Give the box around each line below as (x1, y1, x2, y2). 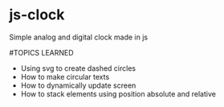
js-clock (9, 6, 65, 24)
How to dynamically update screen (20, 80, 136, 90)
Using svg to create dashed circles (20, 63, 136, 73)
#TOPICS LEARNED (9, 47, 75, 57)
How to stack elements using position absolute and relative (20, 88, 216, 98)
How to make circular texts (20, 72, 110, 81)
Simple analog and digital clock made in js (9, 32, 149, 42)
